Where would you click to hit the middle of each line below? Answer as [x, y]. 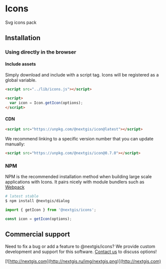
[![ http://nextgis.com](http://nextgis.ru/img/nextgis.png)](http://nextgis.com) [83, 261]
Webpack [15, 187]
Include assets [21, 64]
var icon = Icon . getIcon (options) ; [46, 103]
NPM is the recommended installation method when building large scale [79, 177]
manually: [15, 144]
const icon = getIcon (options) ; [38, 219]
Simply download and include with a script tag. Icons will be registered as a [82, 75]
